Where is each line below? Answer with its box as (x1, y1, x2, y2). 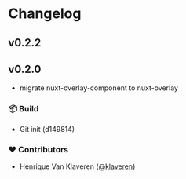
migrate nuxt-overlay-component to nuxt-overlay (19, 83, 179, 93)
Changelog (8, 5, 82, 23)
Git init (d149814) (19, 124, 75, 133)
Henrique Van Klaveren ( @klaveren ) (19, 162, 136, 171)
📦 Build (8, 104, 39, 115)
